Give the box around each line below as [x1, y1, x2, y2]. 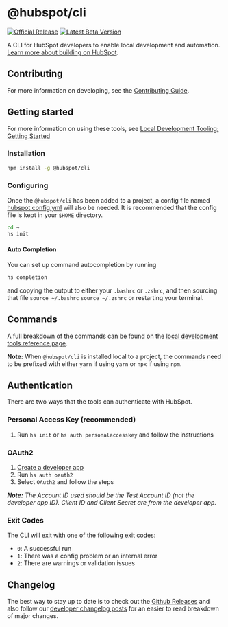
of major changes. [7, 612, 59, 620]
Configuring [7, 181, 49, 190]
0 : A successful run [16, 545, 72, 553]
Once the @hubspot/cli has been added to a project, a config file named [7, 196, 210, 205]
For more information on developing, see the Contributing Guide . [7, 86, 190, 94]
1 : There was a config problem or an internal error [16, 551, 158, 560]
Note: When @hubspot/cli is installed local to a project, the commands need [7, 352, 222, 361]
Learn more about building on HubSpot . [7, 48, 119, 56]
